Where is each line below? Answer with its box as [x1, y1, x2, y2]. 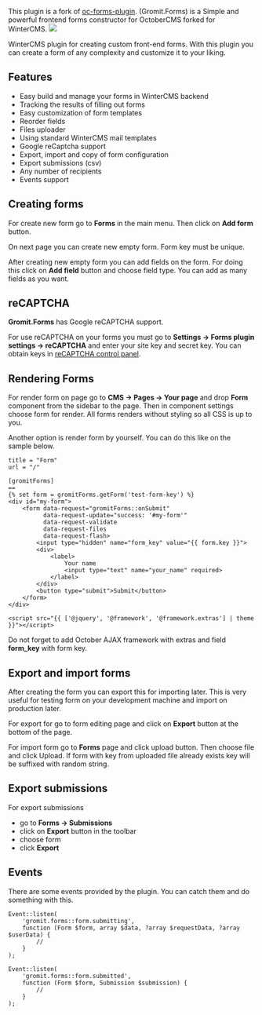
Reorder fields [19, 116, 66, 126]
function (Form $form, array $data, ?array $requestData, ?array [22, 924, 241, 932]
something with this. [8, 895, 74, 904]
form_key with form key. [8, 644, 88, 653]
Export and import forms [8, 666, 131, 680]
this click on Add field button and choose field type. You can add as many [8, 265, 248, 275]
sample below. [8, 441, 55, 451]
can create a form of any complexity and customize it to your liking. [8, 48, 226, 57]
